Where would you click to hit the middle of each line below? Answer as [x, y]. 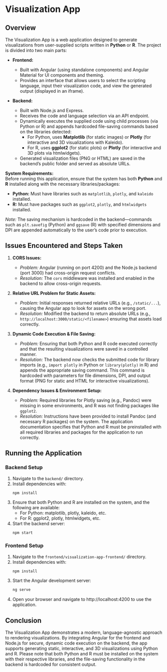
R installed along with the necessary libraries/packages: [63, 184]
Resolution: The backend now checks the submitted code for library [89, 360]
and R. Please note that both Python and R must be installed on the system [82, 654]
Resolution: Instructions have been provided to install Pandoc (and [88, 416]
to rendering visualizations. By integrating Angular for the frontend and [78, 638]
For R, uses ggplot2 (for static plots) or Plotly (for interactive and [94, 148]
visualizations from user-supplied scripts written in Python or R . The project [83, 45]
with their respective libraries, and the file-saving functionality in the [75, 659]
